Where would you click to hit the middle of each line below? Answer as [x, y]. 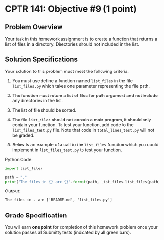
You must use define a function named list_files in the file [72, 81]
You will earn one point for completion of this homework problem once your [81, 227]
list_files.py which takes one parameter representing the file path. [81, 86]
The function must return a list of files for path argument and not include [85, 95]
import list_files [24, 168]
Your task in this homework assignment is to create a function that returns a [81, 39]
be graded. [23, 135]
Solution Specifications [41, 60]
